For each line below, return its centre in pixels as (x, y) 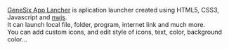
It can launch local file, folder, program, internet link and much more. (106, 24)
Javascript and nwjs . (37, 17)
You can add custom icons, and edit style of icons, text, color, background (115, 32)
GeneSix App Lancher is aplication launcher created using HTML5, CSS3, (113, 10)
